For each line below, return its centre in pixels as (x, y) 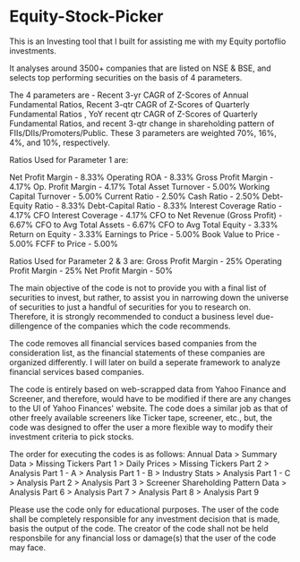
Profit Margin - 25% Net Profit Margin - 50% (91, 270)
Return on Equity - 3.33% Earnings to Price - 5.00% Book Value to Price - (145, 234)
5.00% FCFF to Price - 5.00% (64, 243)
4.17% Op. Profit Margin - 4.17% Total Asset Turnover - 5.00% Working (140, 186)
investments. (33, 50)
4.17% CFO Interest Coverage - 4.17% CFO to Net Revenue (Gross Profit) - (146, 215)
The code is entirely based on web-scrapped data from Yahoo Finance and (148, 389)
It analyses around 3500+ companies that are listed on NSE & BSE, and (140, 68)
